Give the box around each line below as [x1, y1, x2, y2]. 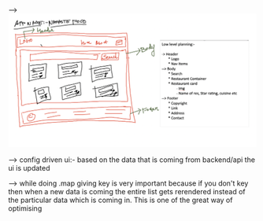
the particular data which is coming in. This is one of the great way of [8, 195, 233, 205]
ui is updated [8, 164, 50, 173]
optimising [8, 204, 43, 213]
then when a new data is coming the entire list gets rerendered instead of [8, 187, 246, 197]
